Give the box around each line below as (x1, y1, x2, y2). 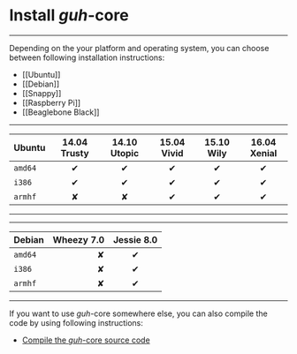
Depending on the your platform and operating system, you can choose (9, 42, 270, 53)
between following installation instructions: (9, 52, 165, 63)
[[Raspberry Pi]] (21, 97, 81, 108)
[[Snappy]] (21, 87, 62, 98)
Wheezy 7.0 (52, 233, 105, 245)
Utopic (110, 147, 140, 159)
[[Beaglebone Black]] (21, 107, 100, 117)
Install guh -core (9, 5, 130, 26)
